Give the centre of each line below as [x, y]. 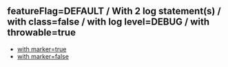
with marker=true [42, 49]
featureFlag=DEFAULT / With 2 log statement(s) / [114, 11]
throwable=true [41, 32]
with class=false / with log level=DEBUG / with [108, 22]
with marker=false [43, 56]
